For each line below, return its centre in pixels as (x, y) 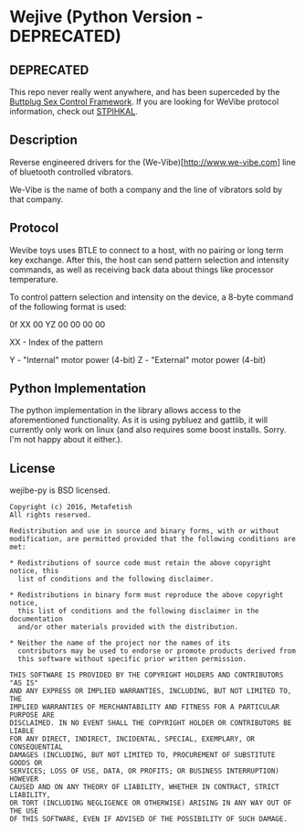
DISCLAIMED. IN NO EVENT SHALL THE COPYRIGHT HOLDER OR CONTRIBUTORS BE (151, 723)
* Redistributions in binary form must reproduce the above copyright (147, 595)
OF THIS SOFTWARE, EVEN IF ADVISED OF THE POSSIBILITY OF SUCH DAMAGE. (148, 819)
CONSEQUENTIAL (37, 747)
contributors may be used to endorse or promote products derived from (157, 651)
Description (43, 140)
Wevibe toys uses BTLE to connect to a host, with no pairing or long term (147, 250)
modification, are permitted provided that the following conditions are (153, 539)
